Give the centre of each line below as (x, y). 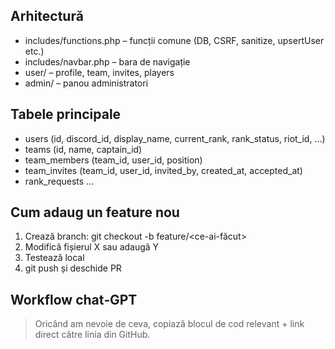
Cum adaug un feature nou (95, 212)
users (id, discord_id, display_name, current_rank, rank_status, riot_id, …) (175, 138)
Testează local (54, 258)
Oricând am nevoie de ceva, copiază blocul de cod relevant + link (169, 324)
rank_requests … (59, 181)
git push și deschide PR (73, 268)
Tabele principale (66, 114)
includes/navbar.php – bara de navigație (107, 61)
